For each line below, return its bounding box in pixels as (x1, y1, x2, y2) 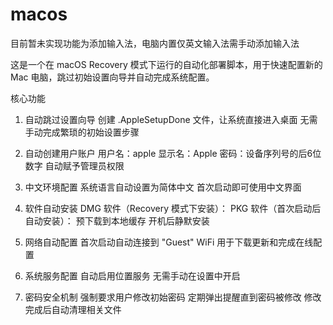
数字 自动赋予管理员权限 (24, 159, 125, 172)
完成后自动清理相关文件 (24, 303, 122, 315)
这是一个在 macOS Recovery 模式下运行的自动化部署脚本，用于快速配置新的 (10, 58, 323, 70)
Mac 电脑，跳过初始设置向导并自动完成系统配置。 (10, 71, 215, 83)
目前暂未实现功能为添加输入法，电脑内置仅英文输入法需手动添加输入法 (10, 37, 300, 49)
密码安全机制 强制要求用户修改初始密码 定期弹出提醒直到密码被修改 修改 (24, 291, 322, 303)
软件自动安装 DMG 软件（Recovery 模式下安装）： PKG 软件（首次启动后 (24, 202, 322, 214)
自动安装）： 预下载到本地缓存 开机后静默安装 (24, 214, 210, 227)
